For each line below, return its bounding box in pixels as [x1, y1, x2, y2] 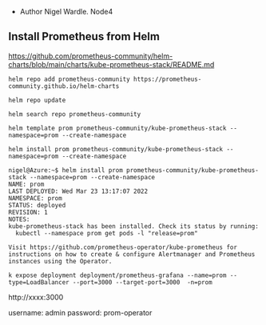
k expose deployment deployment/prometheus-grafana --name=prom [8, 271, 227, 279]
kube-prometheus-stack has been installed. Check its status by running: [8, 222, 260, 231]
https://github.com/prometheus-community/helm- [8, 51, 173, 61]
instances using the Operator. [8, 257, 113, 265]
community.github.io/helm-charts [8, 82, 120, 90]
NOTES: [8, 215, 30, 223]
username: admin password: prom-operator [8, 307, 153, 317]
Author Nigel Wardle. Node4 [19, 7, 113, 16]
